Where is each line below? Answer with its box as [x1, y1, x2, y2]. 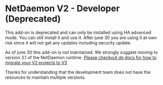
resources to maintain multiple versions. [5, 74, 86, 80]
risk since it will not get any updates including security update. [5, 40, 132, 45]
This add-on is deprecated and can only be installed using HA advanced [5, 29, 151, 35]
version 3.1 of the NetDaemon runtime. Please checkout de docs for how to [5, 54, 157, 60]
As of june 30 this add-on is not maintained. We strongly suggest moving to [5, 49, 158, 55]
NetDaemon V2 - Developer [5, 3, 120, 14]
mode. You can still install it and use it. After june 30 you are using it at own [5, 35, 157, 41]
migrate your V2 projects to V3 [5, 60, 67, 65]
